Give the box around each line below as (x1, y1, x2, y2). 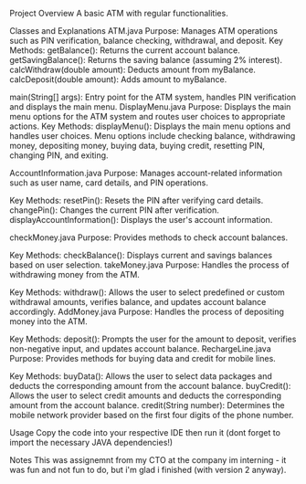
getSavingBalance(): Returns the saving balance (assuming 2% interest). (9, 55, 283, 65)
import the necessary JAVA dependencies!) (9, 437, 174, 447)
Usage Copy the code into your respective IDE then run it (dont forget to (9, 427, 281, 437)
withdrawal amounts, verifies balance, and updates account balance (9, 297, 267, 307)
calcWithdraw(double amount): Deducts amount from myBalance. (9, 64, 256, 75)
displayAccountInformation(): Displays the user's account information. (9, 215, 273, 225)
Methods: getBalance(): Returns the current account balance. (9, 45, 240, 56)
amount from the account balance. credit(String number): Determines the (9, 400, 285, 410)
